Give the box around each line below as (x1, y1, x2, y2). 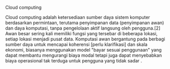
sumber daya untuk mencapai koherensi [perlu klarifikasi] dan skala (5, 41, 148, 48)
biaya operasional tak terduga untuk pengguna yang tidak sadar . (5, 58, 142, 63)
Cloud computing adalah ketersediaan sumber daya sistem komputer (5, 14, 151, 20)
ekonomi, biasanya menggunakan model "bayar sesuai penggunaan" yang (5, 47, 162, 53)
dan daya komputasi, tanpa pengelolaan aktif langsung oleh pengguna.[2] (5, 25, 161, 31)
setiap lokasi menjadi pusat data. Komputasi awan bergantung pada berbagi (5, 36, 165, 42)
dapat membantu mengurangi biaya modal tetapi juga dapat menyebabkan (5, 52, 162, 58)
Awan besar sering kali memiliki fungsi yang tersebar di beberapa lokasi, (5, 31, 158, 36)
